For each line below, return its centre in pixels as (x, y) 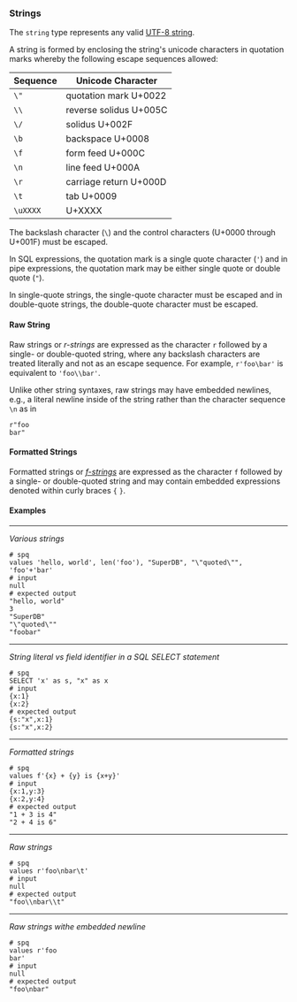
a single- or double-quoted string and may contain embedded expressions (145, 481)
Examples (28, 510)
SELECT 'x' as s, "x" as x (59, 681)
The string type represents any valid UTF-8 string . (102, 33)
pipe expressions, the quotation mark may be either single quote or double (145, 269)
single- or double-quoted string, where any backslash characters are (135, 354)
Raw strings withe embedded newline (77, 926)
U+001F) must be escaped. (59, 242)
